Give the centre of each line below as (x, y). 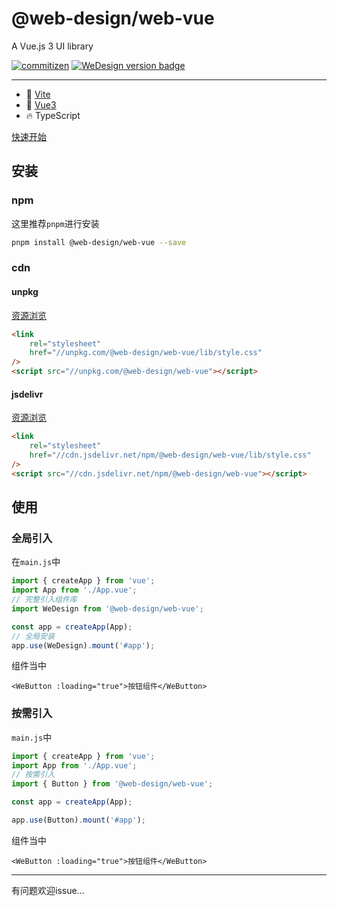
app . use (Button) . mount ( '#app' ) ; (78, 820)
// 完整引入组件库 (44, 600)
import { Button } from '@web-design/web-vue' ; (112, 784)
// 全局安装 (33, 636)
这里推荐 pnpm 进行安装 (55, 223)
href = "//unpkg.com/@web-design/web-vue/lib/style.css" (146, 353)
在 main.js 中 (36, 562)
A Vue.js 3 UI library (52, 46)
